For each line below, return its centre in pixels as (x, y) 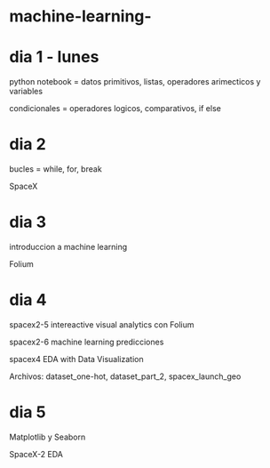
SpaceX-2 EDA (36, 454)
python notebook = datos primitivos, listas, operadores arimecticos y (135, 82)
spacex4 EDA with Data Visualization (76, 359)
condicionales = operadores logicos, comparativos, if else (115, 109)
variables (26, 92)
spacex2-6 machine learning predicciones (87, 342)
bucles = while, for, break (56, 169)
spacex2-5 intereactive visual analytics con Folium (102, 324)
